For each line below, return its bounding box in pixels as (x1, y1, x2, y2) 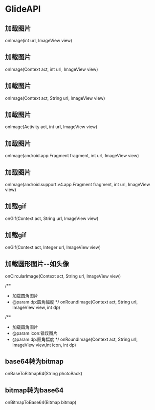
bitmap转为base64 (5, 386, 64, 394)
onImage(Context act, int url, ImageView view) (5, 66, 98, 72)
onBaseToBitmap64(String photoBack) (5, 371, 83, 377)
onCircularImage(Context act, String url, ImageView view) (5, 273, 121, 279)
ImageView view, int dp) (12, 304, 60, 310)
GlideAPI (5, 3, 41, 15)
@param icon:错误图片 (12, 330, 58, 336)
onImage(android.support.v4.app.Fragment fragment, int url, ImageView (5, 182, 150, 188)
